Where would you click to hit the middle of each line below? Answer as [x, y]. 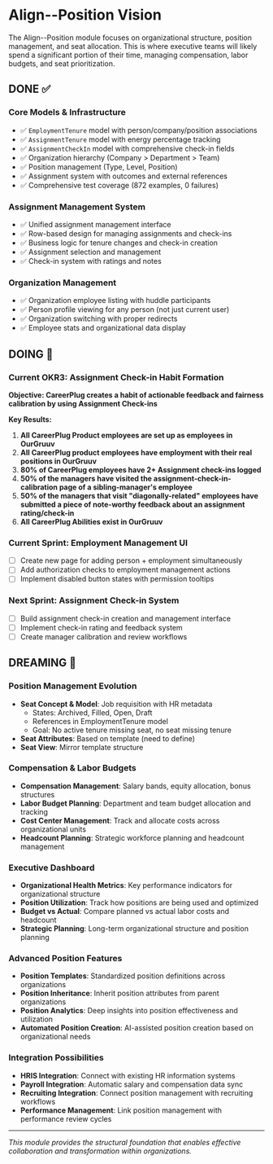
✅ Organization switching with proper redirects [99, 318]
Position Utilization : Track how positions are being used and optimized [139, 903]
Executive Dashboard [52, 868]
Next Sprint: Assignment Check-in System [94, 600]
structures [37, 794]
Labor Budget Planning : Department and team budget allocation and [136, 803]
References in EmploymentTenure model [100, 721]
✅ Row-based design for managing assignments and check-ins [126, 233]
